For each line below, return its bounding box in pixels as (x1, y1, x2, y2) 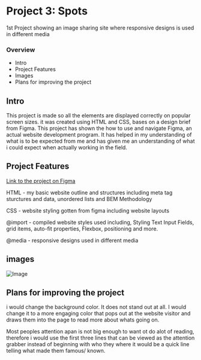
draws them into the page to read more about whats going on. (6, 316, 160, 323)
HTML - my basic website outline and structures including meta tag (6, 188, 173, 196)
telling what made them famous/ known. (6, 347, 106, 355)
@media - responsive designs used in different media (6, 237, 139, 244)
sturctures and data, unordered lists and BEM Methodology (6, 195, 152, 202)
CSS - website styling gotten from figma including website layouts (6, 206, 170, 214)
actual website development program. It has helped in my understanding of (6, 131, 192, 138)
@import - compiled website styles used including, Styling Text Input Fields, (6, 219, 194, 226)
